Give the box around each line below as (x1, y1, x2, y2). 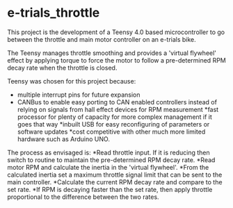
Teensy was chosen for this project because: (7, 77, 136, 85)
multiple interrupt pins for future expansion (17, 90, 140, 99)
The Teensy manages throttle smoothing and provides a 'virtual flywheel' (7, 49, 217, 57)
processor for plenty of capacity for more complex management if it (17, 113, 212, 121)
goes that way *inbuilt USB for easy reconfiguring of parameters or (17, 120, 210, 128)
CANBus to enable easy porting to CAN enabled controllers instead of (17, 97, 218, 106)
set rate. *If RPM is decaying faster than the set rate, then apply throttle (7, 185, 213, 193)
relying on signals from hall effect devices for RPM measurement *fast (17, 105, 219, 113)
